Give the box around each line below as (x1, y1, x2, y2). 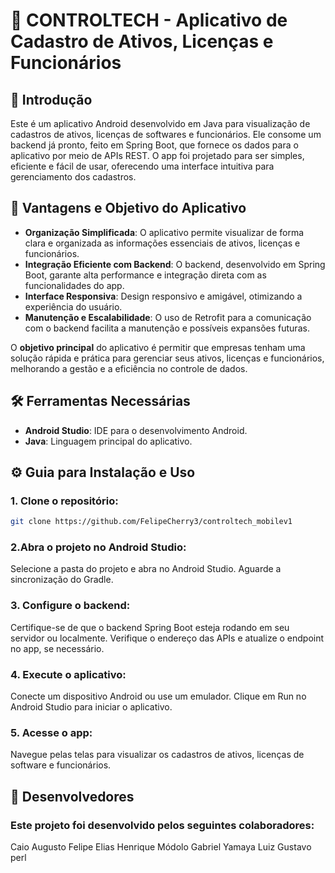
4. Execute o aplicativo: (10, 667, 127, 681)
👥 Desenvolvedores (10, 788, 135, 805)
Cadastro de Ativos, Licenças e (10, 30, 274, 53)
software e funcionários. (10, 759, 112, 771)
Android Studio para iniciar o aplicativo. (10, 701, 173, 713)
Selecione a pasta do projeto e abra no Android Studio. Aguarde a (10, 563, 282, 575)
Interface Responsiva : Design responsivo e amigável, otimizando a (24, 290, 303, 302)
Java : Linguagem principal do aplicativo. (24, 435, 193, 447)
